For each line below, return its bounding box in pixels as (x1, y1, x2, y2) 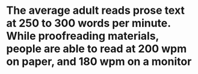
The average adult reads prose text (6, 4, 185, 17)
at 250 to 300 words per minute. (6, 16, 171, 30)
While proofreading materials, (6, 29, 159, 43)
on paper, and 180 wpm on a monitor (6, 55, 192, 69)
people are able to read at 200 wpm (6, 42, 187, 56)
